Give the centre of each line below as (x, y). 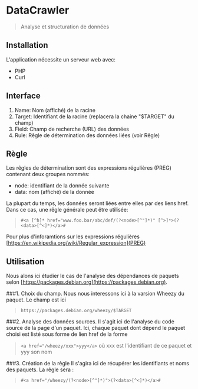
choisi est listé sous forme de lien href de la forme (67, 334)
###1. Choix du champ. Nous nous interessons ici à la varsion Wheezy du (95, 294)
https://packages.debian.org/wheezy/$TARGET (76, 311)
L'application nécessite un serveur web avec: (61, 59)
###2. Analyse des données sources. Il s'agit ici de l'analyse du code (90, 322)
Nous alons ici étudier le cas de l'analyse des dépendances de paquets (93, 276)
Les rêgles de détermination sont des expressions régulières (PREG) (89, 168)
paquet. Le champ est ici (36, 300)
